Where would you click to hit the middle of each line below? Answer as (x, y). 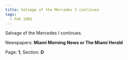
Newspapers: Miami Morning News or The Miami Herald (64, 43)
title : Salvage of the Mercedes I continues (52, 10)
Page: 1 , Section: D (24, 52)
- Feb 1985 (21, 19)
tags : (11, 14)
